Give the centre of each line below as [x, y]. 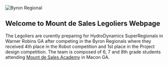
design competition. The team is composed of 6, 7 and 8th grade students [83, 52]
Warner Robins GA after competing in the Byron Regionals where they [78, 41]
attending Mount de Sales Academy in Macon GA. [58, 57]
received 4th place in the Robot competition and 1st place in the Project [80, 46]
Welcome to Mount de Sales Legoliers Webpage [83, 23]
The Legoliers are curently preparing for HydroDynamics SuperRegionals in [84, 36]
